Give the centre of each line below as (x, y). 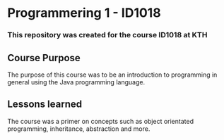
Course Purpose (44, 58)
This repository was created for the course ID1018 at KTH (107, 35)
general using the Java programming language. (76, 82)
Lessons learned (45, 104)
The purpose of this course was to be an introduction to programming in (112, 75)
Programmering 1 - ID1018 (84, 13)
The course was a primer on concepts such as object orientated (101, 121)
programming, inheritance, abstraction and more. (79, 129)
